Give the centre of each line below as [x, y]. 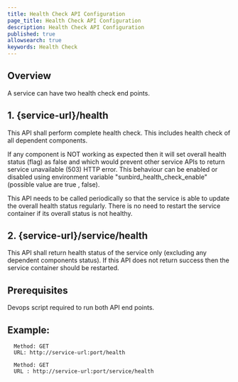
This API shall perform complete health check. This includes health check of [119, 133]
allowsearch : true [34, 41]
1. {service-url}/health [58, 116]
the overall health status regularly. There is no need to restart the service [114, 206]
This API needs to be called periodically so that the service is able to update [118, 198]
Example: [28, 330]
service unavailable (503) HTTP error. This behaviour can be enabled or [113, 169]
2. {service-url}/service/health [77, 236]
